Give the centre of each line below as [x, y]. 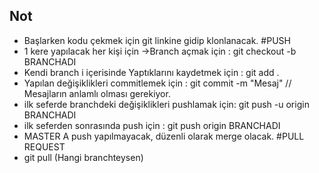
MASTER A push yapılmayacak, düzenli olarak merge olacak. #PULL [164, 136]
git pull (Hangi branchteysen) [83, 157]
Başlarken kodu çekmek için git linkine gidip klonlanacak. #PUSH [157, 40]
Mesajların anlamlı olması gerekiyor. [97, 93]
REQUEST [44, 146]
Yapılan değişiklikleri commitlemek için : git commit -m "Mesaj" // [157, 83]
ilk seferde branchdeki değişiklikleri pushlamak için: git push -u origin [166, 104]
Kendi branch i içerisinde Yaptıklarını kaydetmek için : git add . [151, 72]
